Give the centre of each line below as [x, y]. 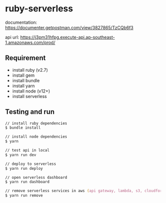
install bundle [26, 80]
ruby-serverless [39, 9]
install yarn [23, 86]
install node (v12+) [31, 91]
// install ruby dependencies [36, 123]
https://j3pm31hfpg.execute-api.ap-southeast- [67, 37]
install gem [23, 75]
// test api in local [27, 151]
